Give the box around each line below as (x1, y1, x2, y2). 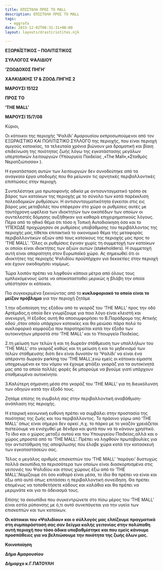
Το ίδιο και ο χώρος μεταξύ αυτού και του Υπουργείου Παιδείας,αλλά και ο (5, 431, 158, 437)
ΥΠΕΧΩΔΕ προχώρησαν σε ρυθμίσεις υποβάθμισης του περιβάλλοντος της (5, 224, 158, 230)
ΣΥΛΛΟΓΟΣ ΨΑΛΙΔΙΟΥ (5, 57, 52, 63)
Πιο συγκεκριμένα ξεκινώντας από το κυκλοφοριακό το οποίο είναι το (5, 290, 149, 296)
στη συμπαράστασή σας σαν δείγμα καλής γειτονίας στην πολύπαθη (5, 522, 151, 527)
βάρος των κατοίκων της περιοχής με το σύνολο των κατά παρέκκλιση (5, 194, 149, 199)
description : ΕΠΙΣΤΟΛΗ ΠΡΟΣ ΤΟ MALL (5, 12, 79, 17)
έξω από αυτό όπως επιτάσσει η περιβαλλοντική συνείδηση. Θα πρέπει (5, 477, 150, 483)
